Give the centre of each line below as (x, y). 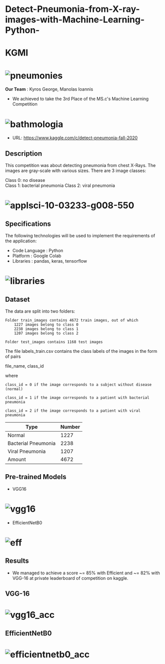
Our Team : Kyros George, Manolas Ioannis (49, 89)
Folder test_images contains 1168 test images (54, 342)
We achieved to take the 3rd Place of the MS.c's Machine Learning (80, 99)
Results (17, 561)
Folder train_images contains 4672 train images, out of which (72, 321)
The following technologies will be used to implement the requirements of (80, 236)
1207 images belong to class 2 (46, 333)
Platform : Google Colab (37, 256)
